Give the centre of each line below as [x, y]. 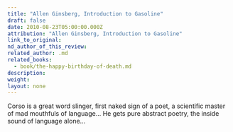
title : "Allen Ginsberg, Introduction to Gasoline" [85, 14]
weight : [19, 79]
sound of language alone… [47, 121]
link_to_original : [34, 40]
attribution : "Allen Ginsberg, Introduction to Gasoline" [95, 34]
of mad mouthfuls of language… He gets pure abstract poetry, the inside [113, 114]
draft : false [27, 20]
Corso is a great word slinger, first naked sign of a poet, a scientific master [116, 106]
